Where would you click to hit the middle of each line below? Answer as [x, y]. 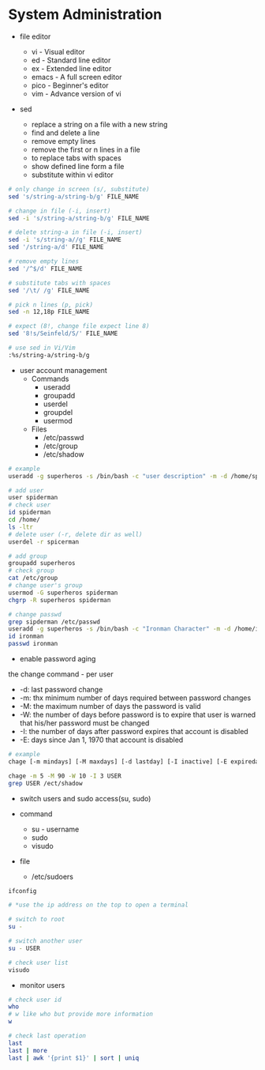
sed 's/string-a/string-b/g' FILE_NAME [74, 196]
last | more [28, 1050]
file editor [35, 36]
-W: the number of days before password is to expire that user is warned [138, 715]
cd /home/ [24, 520]
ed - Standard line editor [71, 60]
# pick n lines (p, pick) [50, 305]
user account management [63, 370]
